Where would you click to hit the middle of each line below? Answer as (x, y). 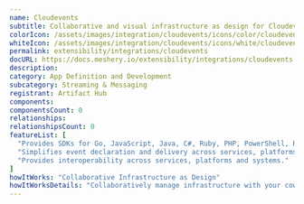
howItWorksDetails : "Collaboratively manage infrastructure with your (145, 186)
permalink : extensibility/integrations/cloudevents (109, 51)
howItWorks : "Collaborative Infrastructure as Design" (115, 177)
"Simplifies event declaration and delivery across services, (137, 152)
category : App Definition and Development (90, 77)
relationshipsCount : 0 (52, 127)
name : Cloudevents (44, 18)
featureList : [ (38, 135)
